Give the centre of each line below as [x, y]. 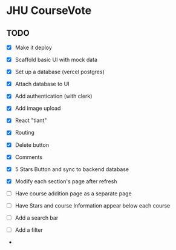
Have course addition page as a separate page [73, 193]
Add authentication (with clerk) [54, 96]
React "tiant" [31, 120]
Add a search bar [37, 218]
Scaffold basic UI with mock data [56, 60]
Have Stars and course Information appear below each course [93, 205]
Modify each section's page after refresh [66, 181]
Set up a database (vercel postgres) [60, 72]
